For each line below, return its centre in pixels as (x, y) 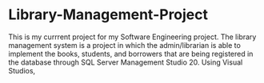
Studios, (22, 70)
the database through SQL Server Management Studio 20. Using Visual (126, 62)
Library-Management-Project (108, 15)
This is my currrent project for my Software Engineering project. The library (132, 37)
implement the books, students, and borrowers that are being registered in (131, 53)
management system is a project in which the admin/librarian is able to (125, 45)
